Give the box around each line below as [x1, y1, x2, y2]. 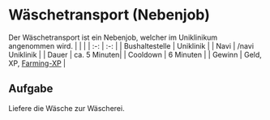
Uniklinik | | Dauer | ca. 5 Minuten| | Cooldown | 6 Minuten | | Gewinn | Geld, [8, 49, 262, 59]
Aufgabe [8, 82, 54, 96]
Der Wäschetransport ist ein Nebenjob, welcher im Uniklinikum [8, 32, 218, 42]
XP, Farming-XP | [8, 58, 66, 68]
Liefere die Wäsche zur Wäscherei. [8, 103, 125, 113]
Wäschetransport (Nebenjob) [8, 6, 211, 24]
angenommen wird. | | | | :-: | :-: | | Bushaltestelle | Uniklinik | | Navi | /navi [8, 41, 254, 50]
